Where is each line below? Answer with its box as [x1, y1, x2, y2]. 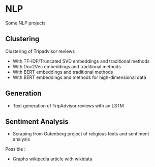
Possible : [5, 146, 26, 152]
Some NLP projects [5, 20, 46, 26]
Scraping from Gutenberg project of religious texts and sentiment [12, 131, 149, 137]
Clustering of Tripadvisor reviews [5, 48, 75, 54]
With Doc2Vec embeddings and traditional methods [12, 63, 121, 69]
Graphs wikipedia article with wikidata [12, 156, 92, 162]
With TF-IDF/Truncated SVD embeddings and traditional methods [12, 58, 150, 64]
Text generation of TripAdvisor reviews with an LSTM [12, 102, 125, 108]
